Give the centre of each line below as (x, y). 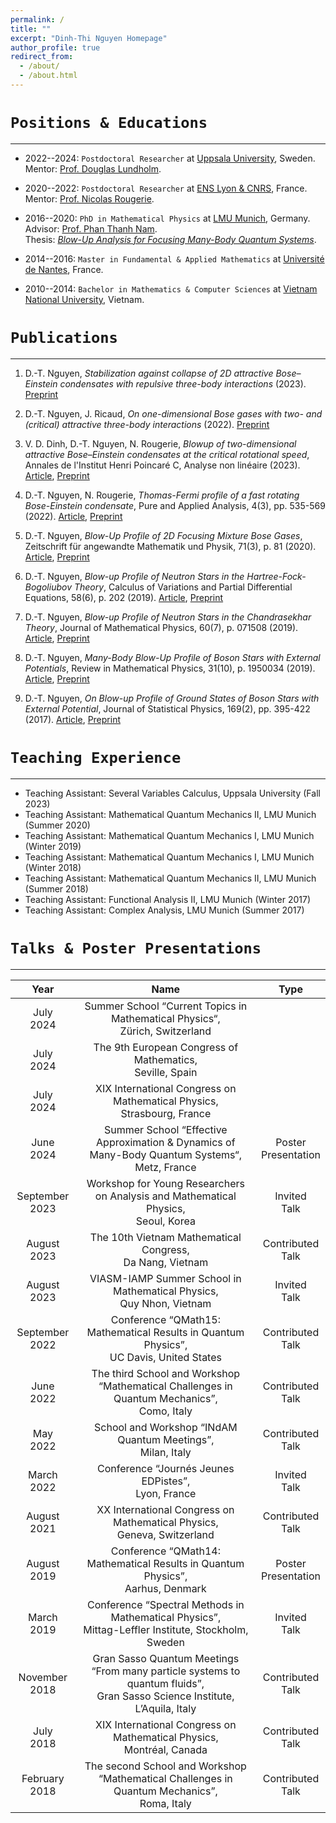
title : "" (31, 29)
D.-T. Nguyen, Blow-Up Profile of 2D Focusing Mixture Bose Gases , (163, 535)
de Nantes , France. (64, 269)
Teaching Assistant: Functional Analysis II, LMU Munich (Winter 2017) (167, 899)
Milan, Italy (165, 1452)
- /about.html (48, 76)
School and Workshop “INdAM (166, 1427)
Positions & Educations (109, 123)
